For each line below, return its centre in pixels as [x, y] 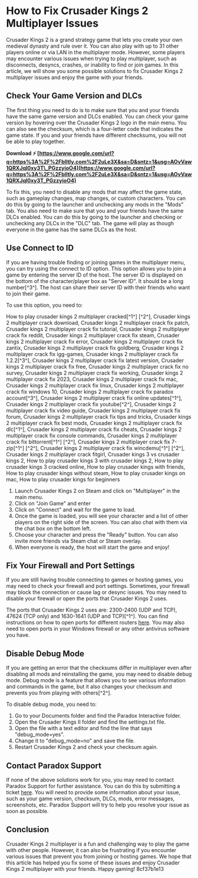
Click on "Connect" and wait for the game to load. [75, 509]
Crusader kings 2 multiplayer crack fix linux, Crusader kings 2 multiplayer [95, 385]
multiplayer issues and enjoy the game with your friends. [75, 77]
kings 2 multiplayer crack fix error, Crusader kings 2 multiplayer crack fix [95, 341]
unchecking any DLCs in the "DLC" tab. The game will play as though [90, 223]
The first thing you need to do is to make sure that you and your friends [93, 110]
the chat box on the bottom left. [53, 528]
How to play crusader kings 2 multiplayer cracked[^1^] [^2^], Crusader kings [98, 316]
